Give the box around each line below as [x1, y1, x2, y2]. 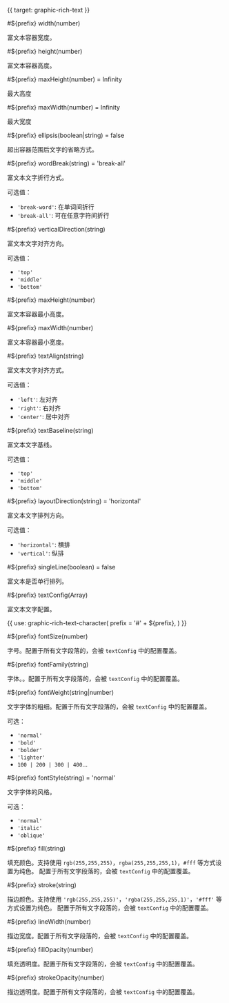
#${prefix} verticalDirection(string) [7, 225, 106, 233]
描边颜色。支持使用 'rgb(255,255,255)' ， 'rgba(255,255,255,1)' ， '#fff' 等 [7, 895, 223, 903]
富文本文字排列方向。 [7, 511, 68, 519]
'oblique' [17, 832, 46, 839]
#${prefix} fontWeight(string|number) [7, 689, 114, 696]
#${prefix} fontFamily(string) [7, 660, 89, 668]
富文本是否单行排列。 [7, 577, 68, 585]
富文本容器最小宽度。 [7, 338, 68, 346]
